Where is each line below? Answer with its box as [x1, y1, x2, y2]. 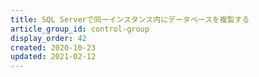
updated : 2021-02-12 [10, 52, 97, 62]
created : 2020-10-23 [10, 42, 97, 53]
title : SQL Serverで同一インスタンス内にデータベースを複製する [10, 14, 250, 25]
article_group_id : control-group [10, 24, 150, 34]
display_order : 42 [10, 33, 87, 43]
